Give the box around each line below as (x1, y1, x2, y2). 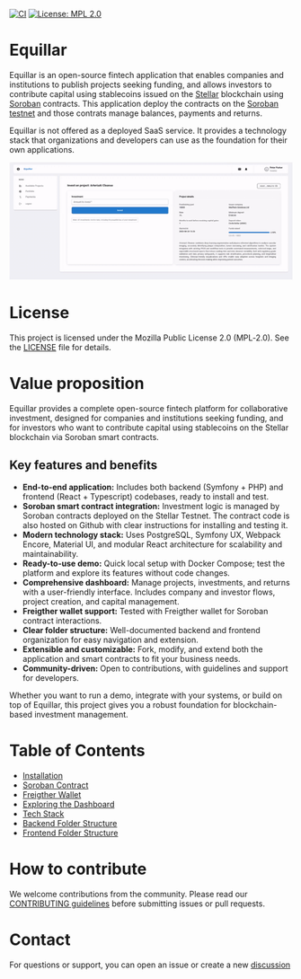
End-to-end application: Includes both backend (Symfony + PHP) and (22, 481, 284, 492)
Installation (22, 770, 64, 781)
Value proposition (9, 374, 145, 394)
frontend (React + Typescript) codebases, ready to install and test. (22, 490, 270, 502)
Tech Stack (22, 808, 65, 819)
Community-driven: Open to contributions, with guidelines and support (22, 663, 288, 674)
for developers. (22, 672, 79, 683)
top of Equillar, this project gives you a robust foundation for (9, 699, 232, 710)
